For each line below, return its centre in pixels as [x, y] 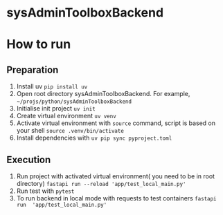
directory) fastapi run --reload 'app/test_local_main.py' [101, 184]
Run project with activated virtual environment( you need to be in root [116, 176]
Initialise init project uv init [56, 109]
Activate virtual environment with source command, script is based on [116, 123]
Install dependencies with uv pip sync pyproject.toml [94, 138]
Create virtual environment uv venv [66, 116]
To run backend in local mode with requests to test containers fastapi [116, 198]
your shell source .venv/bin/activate [70, 131]
